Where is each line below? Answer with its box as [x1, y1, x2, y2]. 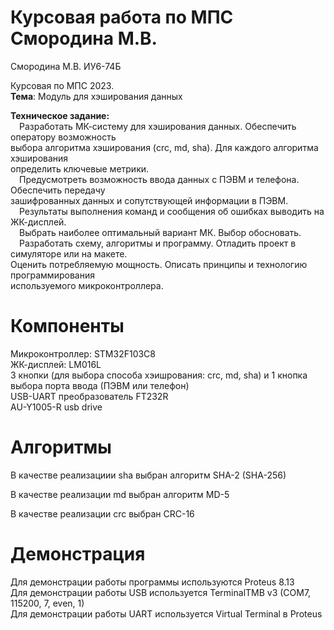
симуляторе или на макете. [10, 247, 128, 260]
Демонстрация [10, 543, 146, 565]
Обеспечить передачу [10, 184, 106, 196]
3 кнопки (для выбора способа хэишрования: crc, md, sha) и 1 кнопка [10, 369, 308, 381]
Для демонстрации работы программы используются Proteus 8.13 [10, 576, 295, 588]
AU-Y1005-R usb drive [10, 401, 103, 413]
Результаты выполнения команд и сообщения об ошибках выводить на [19, 205, 325, 217]
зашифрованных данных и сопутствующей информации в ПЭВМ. [10, 194, 289, 206]
